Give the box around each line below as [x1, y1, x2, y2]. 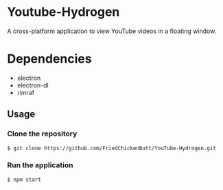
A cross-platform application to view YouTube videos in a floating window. [7, 27, 217, 35]
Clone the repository [7, 129, 78, 138]
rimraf [16, 88, 35, 96]
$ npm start [7, 176, 41, 183]
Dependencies [7, 51, 92, 67]
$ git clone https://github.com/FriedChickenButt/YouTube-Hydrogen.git [7, 145, 216, 151]
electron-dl [16, 81, 49, 89]
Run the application [7, 160, 73, 170]
